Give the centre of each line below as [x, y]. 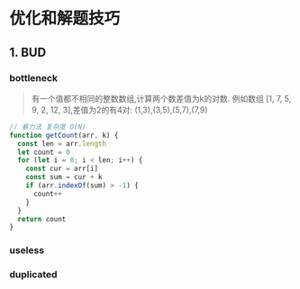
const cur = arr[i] [62, 169]
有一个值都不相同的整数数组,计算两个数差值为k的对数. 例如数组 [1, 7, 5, [161, 98]
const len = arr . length [62, 144]
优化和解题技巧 [65, 18]
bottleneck [34, 77]
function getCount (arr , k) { [64, 135]
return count [42, 219]
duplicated [33, 275]
